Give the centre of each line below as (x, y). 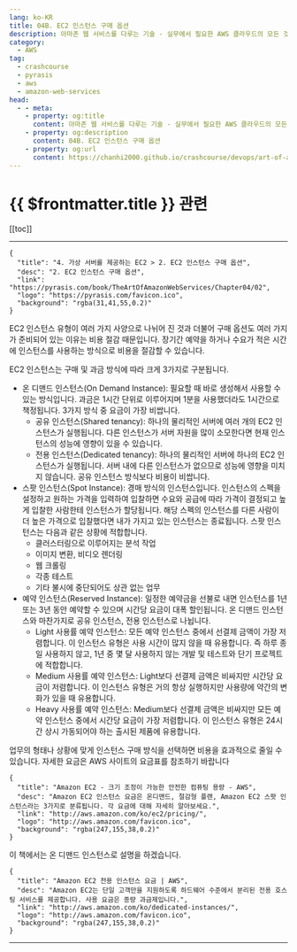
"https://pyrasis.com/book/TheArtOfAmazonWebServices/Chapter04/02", (140, 288)
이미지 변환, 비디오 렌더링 (79, 554)
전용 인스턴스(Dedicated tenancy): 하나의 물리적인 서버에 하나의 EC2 (155, 455)
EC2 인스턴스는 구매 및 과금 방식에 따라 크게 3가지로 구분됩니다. (119, 369)
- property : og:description (76, 133)
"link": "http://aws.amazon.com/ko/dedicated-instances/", (128, 908)
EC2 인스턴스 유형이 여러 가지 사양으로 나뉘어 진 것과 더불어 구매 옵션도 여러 (140, 329)
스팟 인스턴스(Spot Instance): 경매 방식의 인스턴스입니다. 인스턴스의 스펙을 (151, 488)
